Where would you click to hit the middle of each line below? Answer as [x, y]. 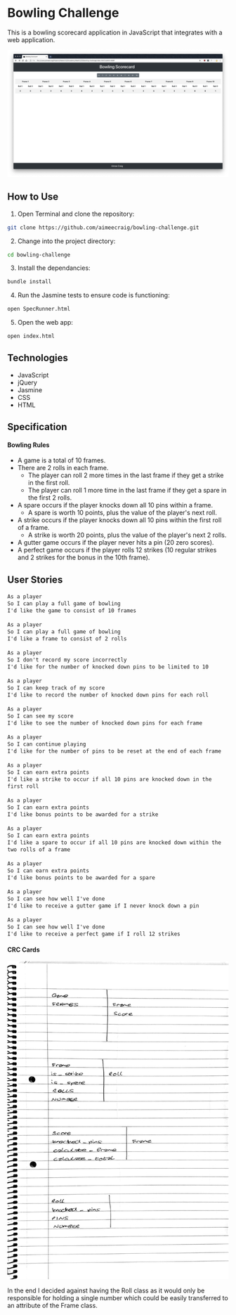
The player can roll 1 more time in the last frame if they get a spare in [127, 491]
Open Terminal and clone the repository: [76, 214]
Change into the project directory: [66, 241]
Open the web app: [45, 323]
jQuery [27, 382]
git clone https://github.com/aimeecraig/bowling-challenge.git [103, 227]
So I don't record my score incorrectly [67, 660]
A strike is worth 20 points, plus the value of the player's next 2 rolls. [127, 535]
